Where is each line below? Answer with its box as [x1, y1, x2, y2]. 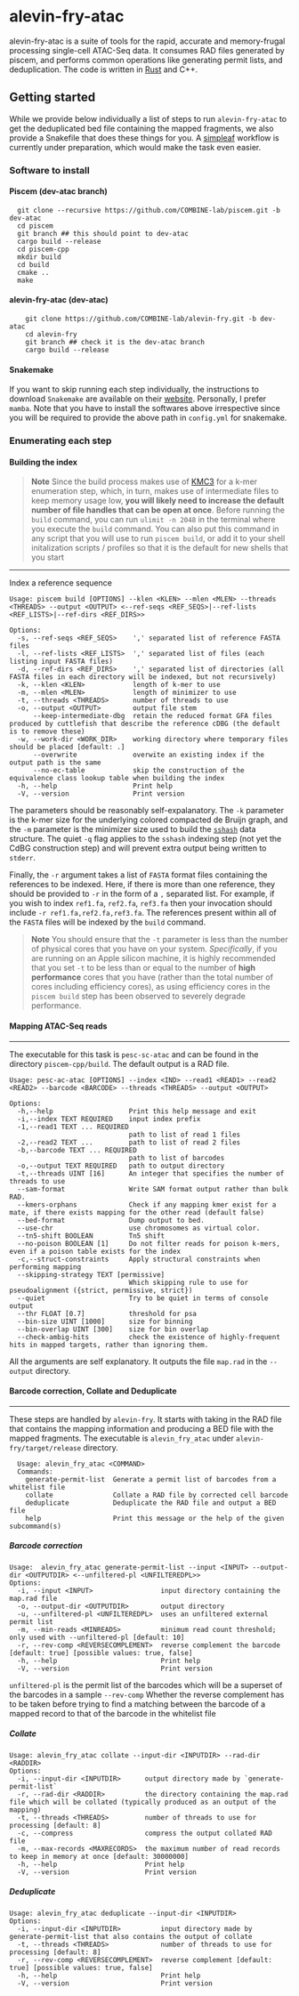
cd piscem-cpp [17, 245, 69, 254]
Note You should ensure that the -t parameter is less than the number [30, 934, 288, 945]
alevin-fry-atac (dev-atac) [9, 295, 109, 305]
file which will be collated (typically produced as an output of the [9, 1798, 277, 1806]
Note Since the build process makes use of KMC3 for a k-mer [30, 476, 258, 487]
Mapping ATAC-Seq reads [9, 1021, 108, 1031]
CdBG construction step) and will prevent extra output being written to [9, 843, 267, 853]
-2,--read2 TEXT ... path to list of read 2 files [17, 1137, 241, 1147]
